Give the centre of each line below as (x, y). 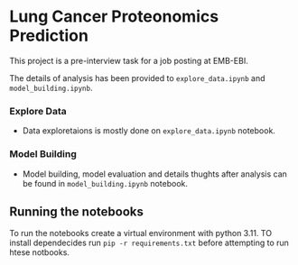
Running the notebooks (77, 211)
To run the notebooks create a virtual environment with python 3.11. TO (141, 233)
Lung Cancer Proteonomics (114, 17)
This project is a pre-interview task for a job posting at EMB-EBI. (129, 60)
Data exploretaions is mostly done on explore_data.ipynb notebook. (149, 131)
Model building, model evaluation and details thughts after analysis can (154, 174)
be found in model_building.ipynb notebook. (105, 183)
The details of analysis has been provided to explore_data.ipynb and (137, 78)
